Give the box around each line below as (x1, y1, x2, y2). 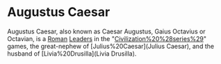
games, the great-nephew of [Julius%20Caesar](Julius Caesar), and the (7, 42, 214, 50)
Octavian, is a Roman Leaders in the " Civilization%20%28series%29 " (7, 34, 207, 42)
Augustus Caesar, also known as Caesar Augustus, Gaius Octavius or (7, 27, 206, 35)
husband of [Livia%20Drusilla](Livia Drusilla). (7, 49, 137, 58)
